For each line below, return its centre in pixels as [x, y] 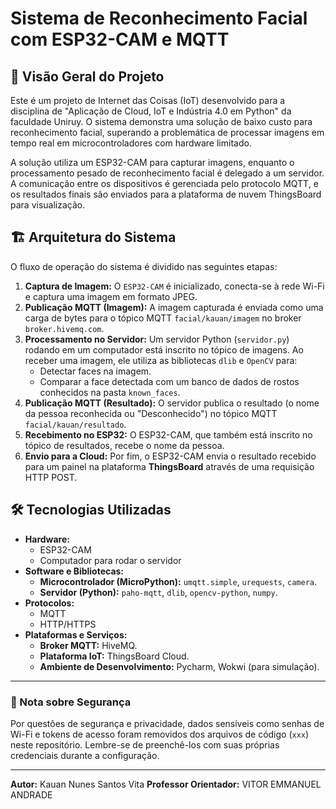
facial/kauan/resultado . [75, 424]
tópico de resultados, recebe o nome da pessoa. [124, 445]
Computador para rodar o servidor [110, 560]
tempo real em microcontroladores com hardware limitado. [131, 143]
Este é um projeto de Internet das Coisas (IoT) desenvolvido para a [148, 100]
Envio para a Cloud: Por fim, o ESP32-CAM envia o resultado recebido [170, 456]
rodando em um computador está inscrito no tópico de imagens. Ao [164, 349]
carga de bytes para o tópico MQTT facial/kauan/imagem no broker [163, 318]
